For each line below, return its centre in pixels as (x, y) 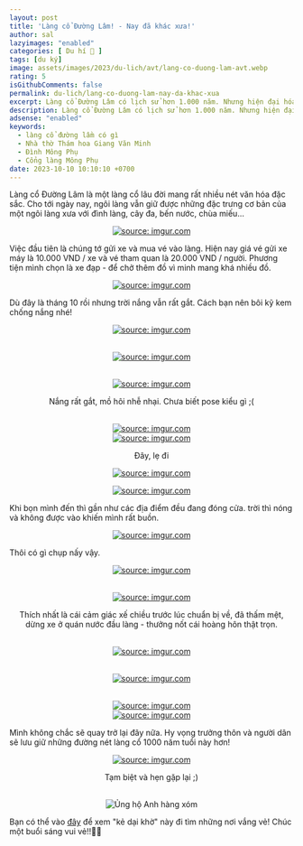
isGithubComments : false (56, 85)
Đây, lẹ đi (151, 456)
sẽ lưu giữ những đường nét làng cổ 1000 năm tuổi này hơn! (120, 742)
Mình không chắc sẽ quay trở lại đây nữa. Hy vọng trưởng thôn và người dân (150, 733)
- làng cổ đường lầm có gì (68, 135)
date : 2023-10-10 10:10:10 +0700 (72, 169)
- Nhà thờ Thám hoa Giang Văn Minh (84, 144)
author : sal (32, 34)
